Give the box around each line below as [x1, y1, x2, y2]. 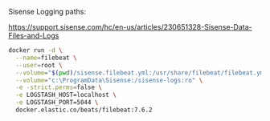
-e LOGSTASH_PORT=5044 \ [15, 99, 99, 107]
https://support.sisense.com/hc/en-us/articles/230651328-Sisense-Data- [8, 22, 253, 31]
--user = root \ [15, 61, 63, 69]
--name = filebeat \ [15, 54, 78, 62]
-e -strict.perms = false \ [15, 83, 103, 91]
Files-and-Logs [8, 31, 59, 40]
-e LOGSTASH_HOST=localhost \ [15, 91, 117, 99]
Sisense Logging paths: [8, 7, 87, 16]
